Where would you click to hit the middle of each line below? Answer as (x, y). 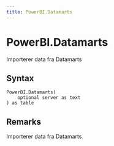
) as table (20, 103)
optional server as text (49, 98)
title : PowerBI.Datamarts (39, 12)
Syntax (20, 78)
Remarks (24, 122)
